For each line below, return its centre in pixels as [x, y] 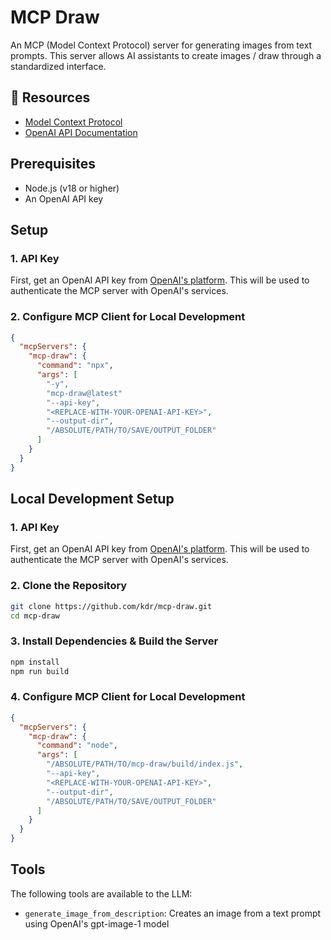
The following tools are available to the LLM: [101, 893]
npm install [35, 662]
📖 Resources [50, 97]
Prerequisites [53, 164]
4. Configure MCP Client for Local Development [128, 697]
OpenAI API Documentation [81, 132]
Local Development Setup [92, 499]
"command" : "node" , [77, 746]
